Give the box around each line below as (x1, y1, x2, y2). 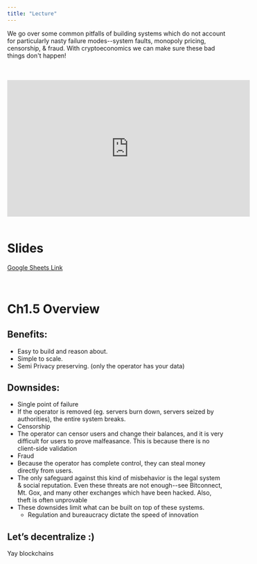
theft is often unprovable (17, 496, 88, 504)
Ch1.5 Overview (7, 301, 100, 316)
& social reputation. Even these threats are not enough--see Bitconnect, (17, 481, 223, 490)
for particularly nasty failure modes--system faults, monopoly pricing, (7, 36, 206, 45)
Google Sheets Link (7, 263, 63, 271)
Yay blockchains (7, 549, 54, 558)
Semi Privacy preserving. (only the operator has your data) (17, 361, 185, 370)
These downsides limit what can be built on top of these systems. (17, 504, 205, 512)
